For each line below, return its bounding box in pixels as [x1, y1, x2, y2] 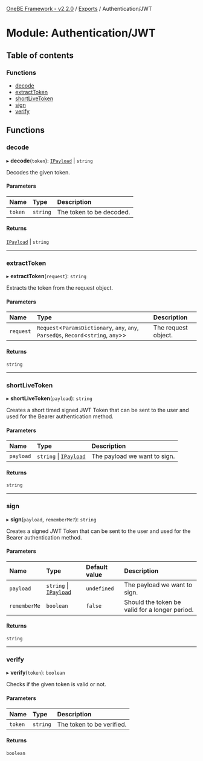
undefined [86, 585, 114, 592]
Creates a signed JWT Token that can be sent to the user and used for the [6, 527, 191, 535]
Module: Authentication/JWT [6, 27, 156, 40]
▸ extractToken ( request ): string [6, 273, 86, 280]
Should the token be [124, 597, 181, 606]
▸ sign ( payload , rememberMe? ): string [6, 515, 97, 523]
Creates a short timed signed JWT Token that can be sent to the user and [6, 406, 189, 413]
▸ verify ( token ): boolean [6, 669, 65, 677]
